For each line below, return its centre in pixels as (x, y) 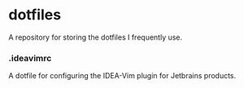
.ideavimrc (30, 58)
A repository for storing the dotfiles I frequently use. (96, 37)
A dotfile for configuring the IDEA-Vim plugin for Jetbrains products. (122, 76)
